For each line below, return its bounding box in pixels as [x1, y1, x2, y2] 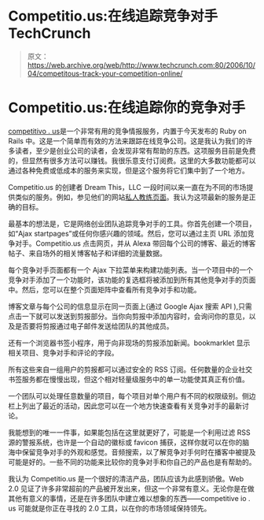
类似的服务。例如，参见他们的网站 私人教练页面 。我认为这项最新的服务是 [14, 192, 249, 202]
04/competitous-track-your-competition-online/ [27, 69, 183, 78]
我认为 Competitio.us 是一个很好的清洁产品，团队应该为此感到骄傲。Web [8, 474, 244, 483]
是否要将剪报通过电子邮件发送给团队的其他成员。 [14, 321, 174, 331]
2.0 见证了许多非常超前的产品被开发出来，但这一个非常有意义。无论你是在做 [8, 484, 255, 493]
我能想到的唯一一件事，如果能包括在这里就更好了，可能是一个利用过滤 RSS [8, 427, 251, 437]
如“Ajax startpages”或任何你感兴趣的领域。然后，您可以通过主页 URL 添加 [8, 228, 247, 238]
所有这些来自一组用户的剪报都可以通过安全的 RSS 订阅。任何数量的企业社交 [8, 364, 253, 374]
